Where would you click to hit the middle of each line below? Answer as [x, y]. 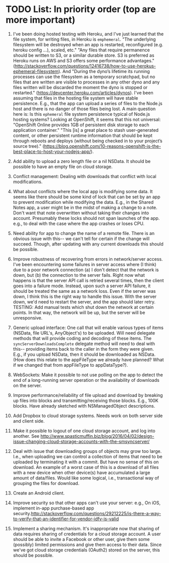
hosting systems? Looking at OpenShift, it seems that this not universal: [87, 119]
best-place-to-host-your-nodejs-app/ [52, 151]
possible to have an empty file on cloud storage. [63, 167]
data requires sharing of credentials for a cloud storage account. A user [87, 534]
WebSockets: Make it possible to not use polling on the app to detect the [88, 375]
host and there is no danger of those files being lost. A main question [84, 109]
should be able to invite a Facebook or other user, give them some [81, 539]
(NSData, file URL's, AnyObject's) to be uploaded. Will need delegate [84, 333]
